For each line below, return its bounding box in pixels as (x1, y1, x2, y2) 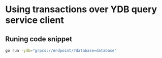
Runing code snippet (5, 35, 73, 43)
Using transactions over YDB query (5, 4, 157, 15)
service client (5, 14, 64, 26)
